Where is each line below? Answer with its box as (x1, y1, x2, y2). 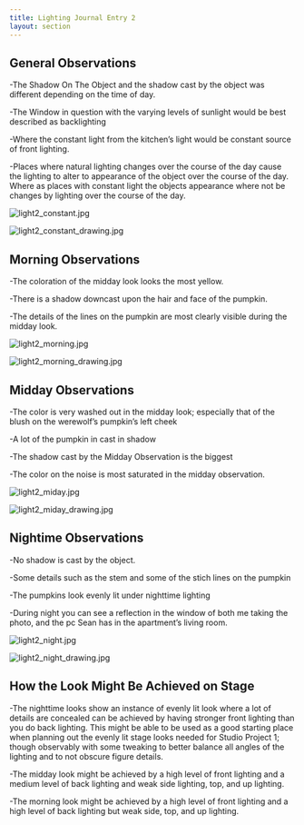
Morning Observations (9, 252, 141, 267)
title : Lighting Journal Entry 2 (9, 13, 136, 23)
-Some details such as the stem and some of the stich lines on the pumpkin (9, 572, 291, 582)
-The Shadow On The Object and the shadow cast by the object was (9, 79, 265, 91)
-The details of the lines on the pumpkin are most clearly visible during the (9, 311, 288, 323)
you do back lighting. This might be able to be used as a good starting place (9, 721, 294, 732)
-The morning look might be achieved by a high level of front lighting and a (9, 796, 289, 807)
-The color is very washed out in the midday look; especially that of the (9, 406, 275, 417)
